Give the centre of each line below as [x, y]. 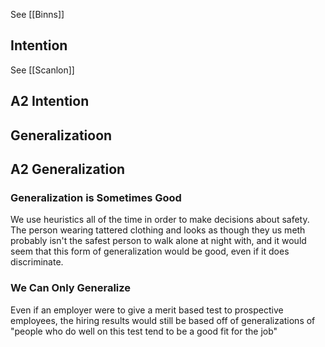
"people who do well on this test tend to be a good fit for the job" [144, 331]
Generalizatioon [61, 135]
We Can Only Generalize [71, 288]
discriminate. [37, 262]
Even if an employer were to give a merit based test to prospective [147, 310]
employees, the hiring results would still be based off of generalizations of [163, 320]
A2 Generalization [68, 169]
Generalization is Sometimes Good [96, 197]
